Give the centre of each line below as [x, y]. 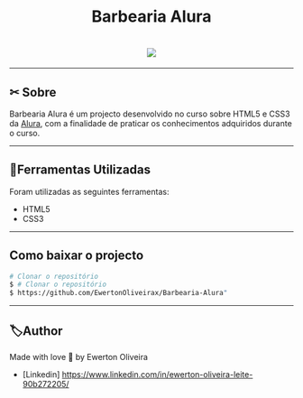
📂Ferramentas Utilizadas [80, 170]
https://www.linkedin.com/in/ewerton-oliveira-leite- [157, 375]
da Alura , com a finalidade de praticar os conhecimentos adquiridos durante [151, 123]
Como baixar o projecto [77, 256]
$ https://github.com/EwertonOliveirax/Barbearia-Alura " [119, 293]
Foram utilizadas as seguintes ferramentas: [89, 191]
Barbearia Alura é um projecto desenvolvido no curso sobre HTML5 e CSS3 [150, 114]
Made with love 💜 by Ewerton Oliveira [79, 357]
